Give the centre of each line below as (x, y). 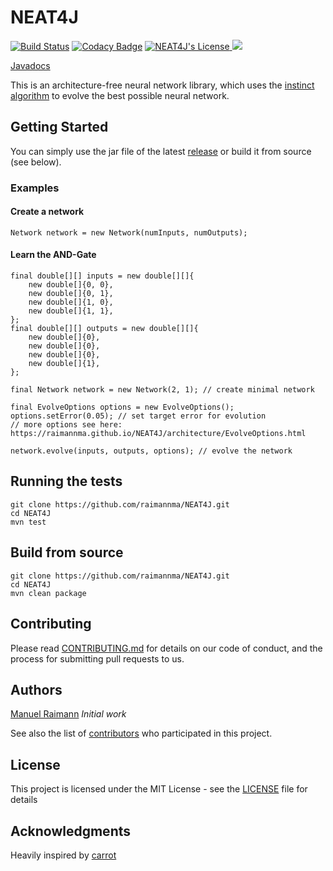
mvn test (28, 522)
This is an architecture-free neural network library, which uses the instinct (162, 85)
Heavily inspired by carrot (63, 855)
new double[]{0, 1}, (71, 294)
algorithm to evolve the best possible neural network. (120, 95)
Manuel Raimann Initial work (68, 714)
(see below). (36, 162)
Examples (35, 188)
